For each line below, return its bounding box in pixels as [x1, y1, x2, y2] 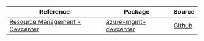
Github [173, 21, 193, 29]
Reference [39, 8, 70, 15]
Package [124, 8, 150, 15]
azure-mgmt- [106, 18, 147, 26]
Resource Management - [9, 18, 82, 26]
